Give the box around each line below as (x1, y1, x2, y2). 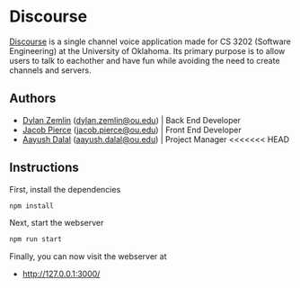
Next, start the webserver (9, 218, 104, 229)
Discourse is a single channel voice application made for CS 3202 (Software (9, 36, 292, 47)
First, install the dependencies (9, 184, 121, 194)
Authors (9, 91, 57, 106)
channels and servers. (9, 65, 92, 76)
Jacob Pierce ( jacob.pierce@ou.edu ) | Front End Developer (22, 124, 242, 135)
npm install (9, 201, 54, 211)
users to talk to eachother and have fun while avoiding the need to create (9, 55, 280, 66)
